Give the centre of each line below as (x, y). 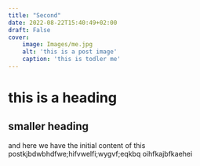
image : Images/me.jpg (57, 45)
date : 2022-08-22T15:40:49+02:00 (63, 23)
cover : (19, 37)
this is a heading (63, 98)
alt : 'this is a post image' (70, 52)
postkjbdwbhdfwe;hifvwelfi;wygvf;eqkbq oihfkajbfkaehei (100, 153)
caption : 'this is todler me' (72, 60)
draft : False (29, 30)
